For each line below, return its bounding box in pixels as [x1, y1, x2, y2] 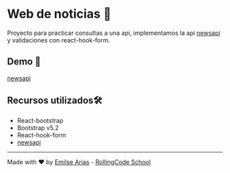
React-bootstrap [16, 116, 64, 124]
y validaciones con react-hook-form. [7, 36, 111, 44]
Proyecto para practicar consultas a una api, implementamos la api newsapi [7, 29, 220, 37]
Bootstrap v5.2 [16, 123, 60, 132]
